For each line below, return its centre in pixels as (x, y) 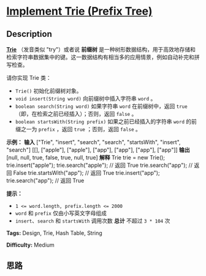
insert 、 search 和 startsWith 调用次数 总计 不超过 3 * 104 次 (93, 221)
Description (29, 34)
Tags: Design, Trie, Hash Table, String (54, 233)
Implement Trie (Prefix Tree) (79, 11)
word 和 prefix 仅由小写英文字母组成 (61, 213)
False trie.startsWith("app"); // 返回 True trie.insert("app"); (87, 173)
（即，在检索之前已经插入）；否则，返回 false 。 (76, 114)
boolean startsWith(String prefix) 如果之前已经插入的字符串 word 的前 (106, 121)
